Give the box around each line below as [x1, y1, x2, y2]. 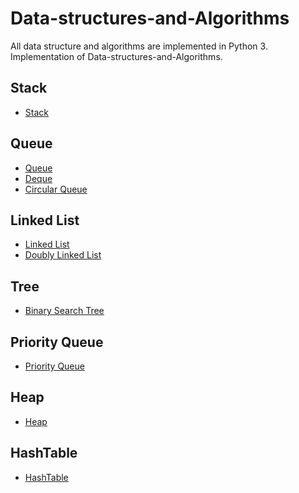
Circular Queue [24, 183, 88, 195]
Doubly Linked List [24, 249, 102, 261]
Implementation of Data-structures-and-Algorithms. [10, 50, 223, 62]
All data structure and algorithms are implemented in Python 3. [10, 40, 268, 52]
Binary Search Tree [24, 305, 105, 317]
